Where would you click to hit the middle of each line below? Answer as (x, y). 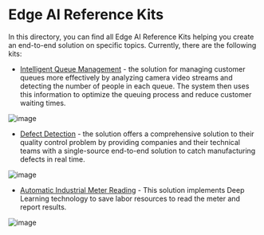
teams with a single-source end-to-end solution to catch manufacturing (138, 151)
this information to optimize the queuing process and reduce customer (136, 94)
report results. (43, 207)
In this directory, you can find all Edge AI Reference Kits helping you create (131, 37)
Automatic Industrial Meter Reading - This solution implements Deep (132, 190)
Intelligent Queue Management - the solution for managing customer (132, 69)
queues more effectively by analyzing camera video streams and (126, 77)
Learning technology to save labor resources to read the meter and (130, 198)
